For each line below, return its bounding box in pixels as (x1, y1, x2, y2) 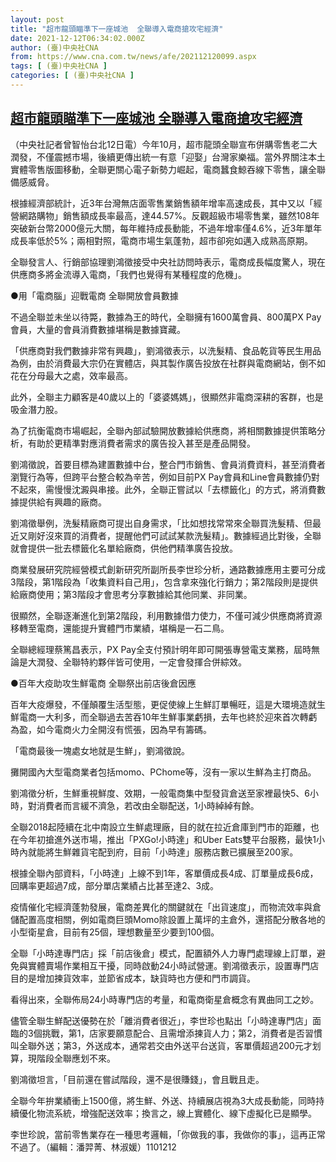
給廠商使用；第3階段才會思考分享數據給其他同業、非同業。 (10, 588, 253, 600)
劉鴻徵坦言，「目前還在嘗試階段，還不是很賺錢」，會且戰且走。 (10, 1073, 265, 1085)
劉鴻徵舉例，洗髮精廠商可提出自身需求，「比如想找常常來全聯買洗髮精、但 (10, 517, 313, 529)
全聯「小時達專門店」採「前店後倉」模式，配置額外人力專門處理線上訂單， (10, 947, 317, 959)
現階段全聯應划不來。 (27, 1052, 116, 1064)
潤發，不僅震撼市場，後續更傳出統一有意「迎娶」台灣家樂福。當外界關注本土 (10, 151, 326, 163)
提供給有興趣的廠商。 (18, 496, 107, 508)
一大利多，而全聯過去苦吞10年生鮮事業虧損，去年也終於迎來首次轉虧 (36, 711, 318, 723)
